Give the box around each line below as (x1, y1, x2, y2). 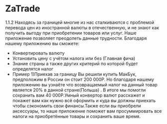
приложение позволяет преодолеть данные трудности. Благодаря (5, 35, 147, 41)
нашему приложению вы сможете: (5, 40, 80, 46)
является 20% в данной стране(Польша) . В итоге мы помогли (12, 87, 146, 93)
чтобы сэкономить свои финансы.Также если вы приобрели (12, 103, 141, 109)
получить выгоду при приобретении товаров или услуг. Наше (5, 30, 137, 36)
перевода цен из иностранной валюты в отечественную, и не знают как (5, 24, 160, 30)
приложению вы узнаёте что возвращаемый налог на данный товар (12, 81, 158, 87)
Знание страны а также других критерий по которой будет (12, 61, 138, 66)
